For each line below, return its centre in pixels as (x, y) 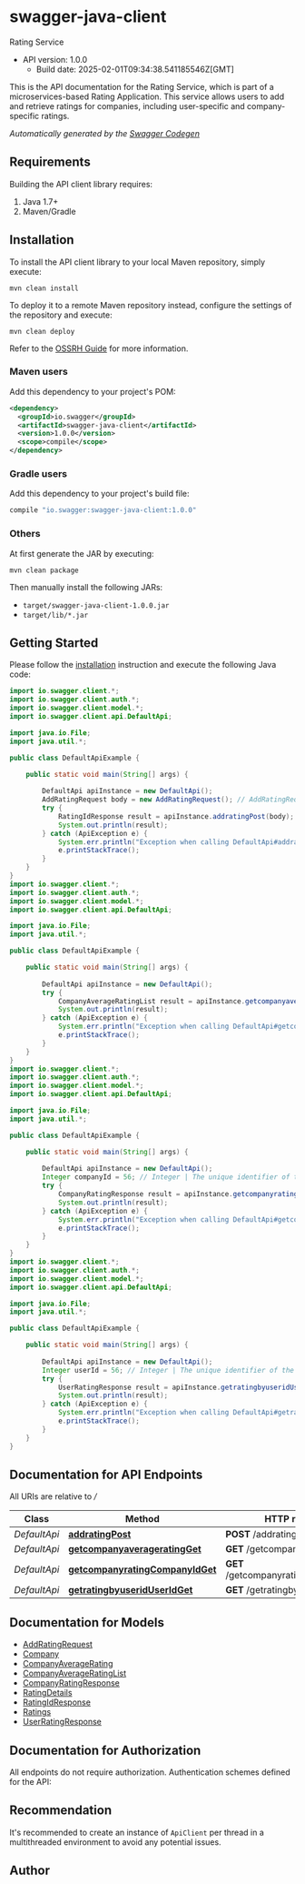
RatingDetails (47, 1693)
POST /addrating (261, 1535)
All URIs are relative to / (53, 1496)
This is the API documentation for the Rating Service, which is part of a (142, 86)
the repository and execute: (61, 315)
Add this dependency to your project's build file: (99, 494)
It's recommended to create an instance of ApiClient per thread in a (137, 1832)
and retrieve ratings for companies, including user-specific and (127, 106)
